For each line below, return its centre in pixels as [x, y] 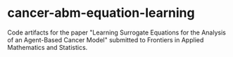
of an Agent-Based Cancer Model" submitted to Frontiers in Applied [106, 39]
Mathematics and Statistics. [48, 47]
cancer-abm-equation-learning [101, 13]
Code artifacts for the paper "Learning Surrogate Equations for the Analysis [117, 32]
